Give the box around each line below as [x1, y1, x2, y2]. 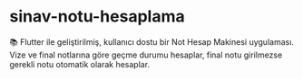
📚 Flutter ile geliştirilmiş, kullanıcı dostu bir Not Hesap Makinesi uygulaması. [9, 36, 295, 47]
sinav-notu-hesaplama [9, 6, 185, 27]
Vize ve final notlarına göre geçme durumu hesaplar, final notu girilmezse [9, 49, 283, 60]
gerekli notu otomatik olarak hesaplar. [9, 58, 151, 69]
